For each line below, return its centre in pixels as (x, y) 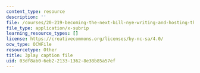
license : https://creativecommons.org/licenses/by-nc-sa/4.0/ (85, 39)
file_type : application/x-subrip (48, 28)
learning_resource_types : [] (42, 34)
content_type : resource (36, 11)
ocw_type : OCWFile (29, 45)
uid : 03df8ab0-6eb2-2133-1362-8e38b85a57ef (61, 61)
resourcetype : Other (32, 50)
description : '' (26, 17)
